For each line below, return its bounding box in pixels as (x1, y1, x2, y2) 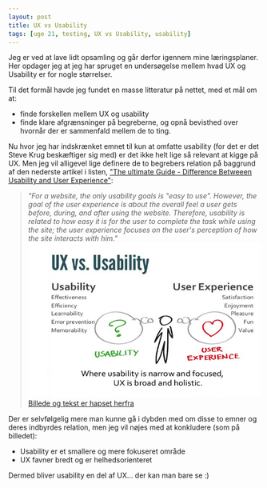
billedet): (8, 430, 38, 440)
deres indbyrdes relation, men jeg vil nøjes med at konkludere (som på (8, 422, 240, 432)
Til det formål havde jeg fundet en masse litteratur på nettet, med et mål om (8, 85, 257, 95)
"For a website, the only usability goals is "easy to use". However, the (27, 191, 257, 201)
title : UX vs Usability (8, 21, 88, 30)
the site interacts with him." (27, 234, 118, 243)
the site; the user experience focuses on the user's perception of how (27, 225, 257, 235)
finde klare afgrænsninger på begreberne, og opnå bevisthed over (19, 118, 238, 127)
